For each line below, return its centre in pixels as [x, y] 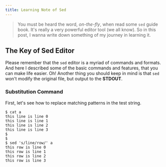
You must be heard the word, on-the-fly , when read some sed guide [88, 24]
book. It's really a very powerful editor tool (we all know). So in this [87, 29]
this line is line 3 [27, 130]
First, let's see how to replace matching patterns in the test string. [73, 103]
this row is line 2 [26, 156]
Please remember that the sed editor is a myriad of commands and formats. [83, 63]
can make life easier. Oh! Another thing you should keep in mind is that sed [82, 73]
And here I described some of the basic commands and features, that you [82, 68]
